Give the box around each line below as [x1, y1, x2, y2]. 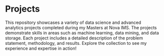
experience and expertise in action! [5, 45, 77, 51]
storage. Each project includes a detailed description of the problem [5, 35, 143, 41]
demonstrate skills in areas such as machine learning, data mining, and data [5, 30, 159, 36]
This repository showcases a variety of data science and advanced [5, 19, 141, 25]
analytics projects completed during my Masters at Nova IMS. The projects [5, 24, 157, 30]
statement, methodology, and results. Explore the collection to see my [5, 40, 147, 46]
